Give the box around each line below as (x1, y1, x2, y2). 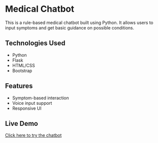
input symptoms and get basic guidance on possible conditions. (5, 24, 134, 30)
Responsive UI (12, 105, 42, 111)
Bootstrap (12, 68, 32, 73)
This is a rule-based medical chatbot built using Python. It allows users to (5, 20, 154, 25)
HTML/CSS (12, 62, 35, 68)
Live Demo (5, 119, 38, 128)
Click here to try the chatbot (5, 132, 62, 138)
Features (5, 82, 33, 90)
